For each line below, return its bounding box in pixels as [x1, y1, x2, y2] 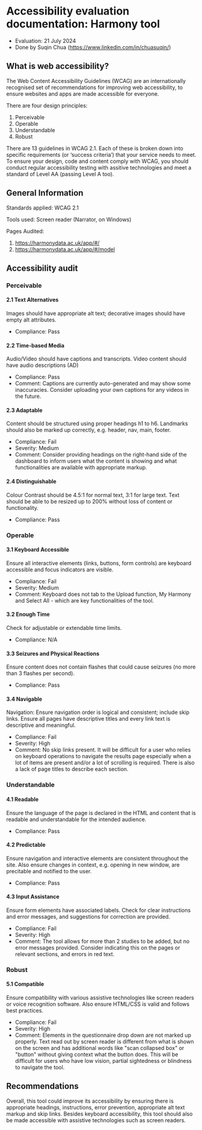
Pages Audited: [6, 227, 44, 234]
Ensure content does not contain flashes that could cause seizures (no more [6, 663, 196, 670]
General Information [6, 188, 84, 198]
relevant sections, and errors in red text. [14, 950, 115, 957]
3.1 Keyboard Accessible [6, 546, 69, 553]
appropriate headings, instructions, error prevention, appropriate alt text [6, 1103, 185, 1111]
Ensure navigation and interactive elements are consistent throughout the [6, 854, 189, 862]
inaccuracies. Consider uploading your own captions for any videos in [14, 386, 189, 394]
